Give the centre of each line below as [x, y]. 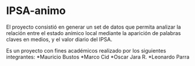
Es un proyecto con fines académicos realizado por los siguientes [86, 50]
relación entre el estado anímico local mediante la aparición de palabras [94, 33]
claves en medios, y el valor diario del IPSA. [59, 39]
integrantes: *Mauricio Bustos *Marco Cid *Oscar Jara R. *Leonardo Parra [98, 57]
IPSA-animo [36, 11]
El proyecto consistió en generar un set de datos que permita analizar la [94, 27]
